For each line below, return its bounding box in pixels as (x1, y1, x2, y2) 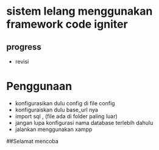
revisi (15, 58, 29, 65)
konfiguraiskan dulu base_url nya (15, 106, 99, 113)
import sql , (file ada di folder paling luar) (15, 112, 118, 120)
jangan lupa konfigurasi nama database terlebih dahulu (15, 119, 154, 126)
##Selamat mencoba (6, 137, 59, 144)
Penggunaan (6, 80, 72, 93)
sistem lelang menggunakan (6, 4, 153, 18)
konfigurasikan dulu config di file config (15, 99, 115, 107)
